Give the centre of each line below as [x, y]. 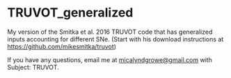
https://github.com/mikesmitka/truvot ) [62, 46]
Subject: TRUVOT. [33, 67]
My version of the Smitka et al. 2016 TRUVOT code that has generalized [110, 32]
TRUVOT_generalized [70, 13]
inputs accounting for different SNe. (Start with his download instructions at [115, 39]
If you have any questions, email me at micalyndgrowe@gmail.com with [110, 59]
